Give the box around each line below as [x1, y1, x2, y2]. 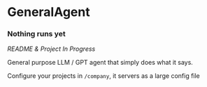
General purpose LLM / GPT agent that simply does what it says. [7, 58, 194, 67]
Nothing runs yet [7, 29, 66, 39]
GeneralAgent [7, 4, 90, 20]
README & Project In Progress [7, 45, 96, 53]
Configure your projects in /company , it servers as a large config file [7, 72, 201, 80]
